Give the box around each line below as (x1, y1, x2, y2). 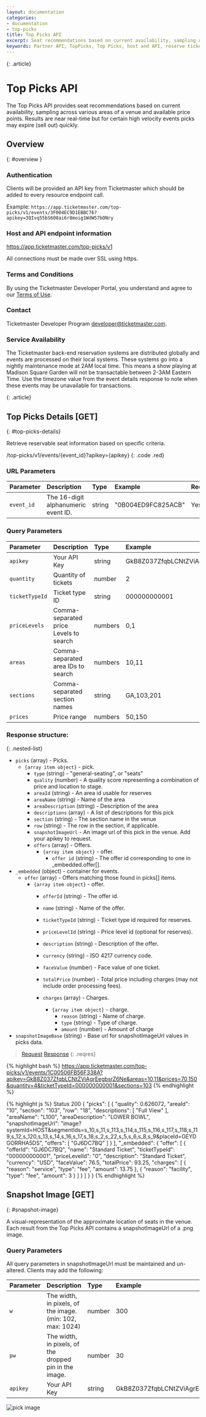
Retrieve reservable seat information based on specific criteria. (6, 439, 166, 447)
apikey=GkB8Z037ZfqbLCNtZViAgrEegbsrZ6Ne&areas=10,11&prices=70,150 (6, 1075, 197, 1083)
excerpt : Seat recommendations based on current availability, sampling (6, 37, 196, 44)
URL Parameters (6, 467, 56, 475)
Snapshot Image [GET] (6, 1189, 95, 1200)
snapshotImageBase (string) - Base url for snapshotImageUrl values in (15, 1032, 189, 1039)
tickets (53, 578, 72, 586)
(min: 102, (46, 1314, 77, 1323)
